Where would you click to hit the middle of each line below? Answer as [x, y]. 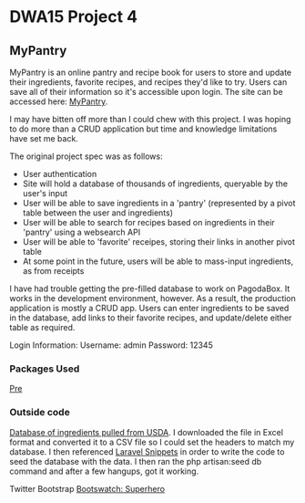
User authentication [60, 174]
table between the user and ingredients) [98, 213]
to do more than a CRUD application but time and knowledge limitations [143, 129]
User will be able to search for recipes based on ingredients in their [148, 222]
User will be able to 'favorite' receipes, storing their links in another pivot [159, 242]
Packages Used [45, 369]
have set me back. [44, 138]
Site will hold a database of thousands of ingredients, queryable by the [155, 183]
